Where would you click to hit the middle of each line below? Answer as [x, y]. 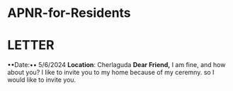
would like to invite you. [42, 80]
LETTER [31, 45]
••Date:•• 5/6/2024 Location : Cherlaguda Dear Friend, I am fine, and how [116, 65]
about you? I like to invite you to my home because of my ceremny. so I [111, 73]
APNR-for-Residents [69, 13]
